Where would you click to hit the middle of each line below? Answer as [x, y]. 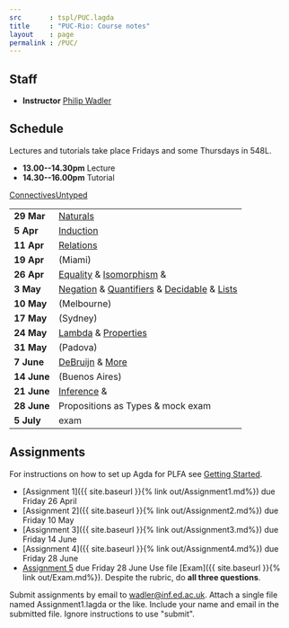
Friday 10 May [48, 520]
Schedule [37, 129]
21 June [32, 391]
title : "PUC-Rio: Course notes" [80, 26]
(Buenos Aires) [90, 376]
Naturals [76, 216]
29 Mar [30, 216]
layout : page [42, 34]
